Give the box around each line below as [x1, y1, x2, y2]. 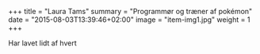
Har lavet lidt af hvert [8, 38, 77, 48]
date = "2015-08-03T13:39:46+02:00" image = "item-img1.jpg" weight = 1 [8, 15, 250, 24]
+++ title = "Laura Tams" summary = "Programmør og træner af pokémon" [8, 7, 253, 16]
